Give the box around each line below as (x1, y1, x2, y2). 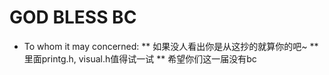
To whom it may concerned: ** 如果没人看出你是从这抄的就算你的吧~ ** (23, 40, 319, 52)
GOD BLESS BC (9, 6, 137, 29)
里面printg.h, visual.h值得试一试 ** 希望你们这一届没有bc (23, 52, 257, 65)
